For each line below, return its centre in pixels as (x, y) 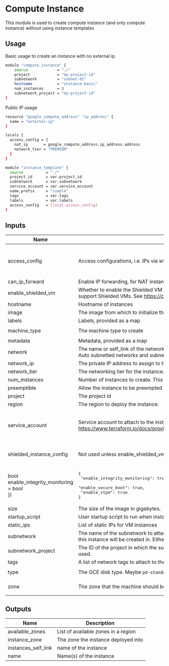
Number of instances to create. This (121, 380)
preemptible (22, 388)
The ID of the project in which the (117, 548)
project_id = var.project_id (46, 177)
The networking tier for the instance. (121, 372)
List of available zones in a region (96, 632)
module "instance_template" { (37, 168)
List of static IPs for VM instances (118, 525)
